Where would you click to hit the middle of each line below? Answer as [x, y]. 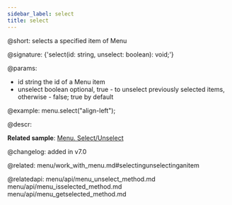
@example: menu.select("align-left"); [62, 110]
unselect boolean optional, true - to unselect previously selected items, [121, 89]
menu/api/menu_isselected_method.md [65, 186]
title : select [28, 20]
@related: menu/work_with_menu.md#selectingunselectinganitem [103, 165]
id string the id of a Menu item [61, 81]
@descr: [19, 124]
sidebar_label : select [41, 14]
